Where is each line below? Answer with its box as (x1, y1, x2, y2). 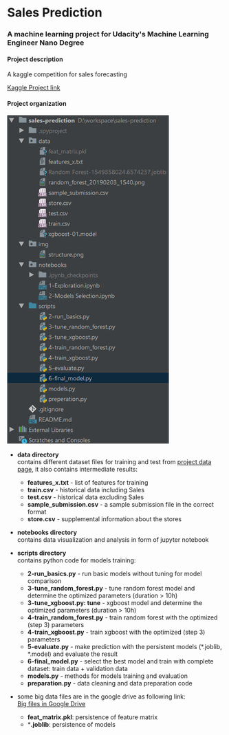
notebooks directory (17, 528, 78, 536)
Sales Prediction (7, 5, 102, 21)
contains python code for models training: (17, 556, 136, 564)
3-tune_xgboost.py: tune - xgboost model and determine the (27, 598, 203, 606)
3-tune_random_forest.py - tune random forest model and (27, 584, 195, 592)
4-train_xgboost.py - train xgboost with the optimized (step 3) (27, 628, 206, 636)
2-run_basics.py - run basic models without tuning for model (27, 569, 202, 578)
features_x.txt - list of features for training (27, 478, 149, 486)
